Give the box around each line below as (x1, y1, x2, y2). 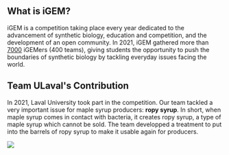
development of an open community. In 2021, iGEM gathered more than (7, 38, 209, 47)
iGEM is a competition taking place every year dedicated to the (7, 23, 185, 32)
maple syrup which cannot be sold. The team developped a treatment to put (7, 120, 222, 128)
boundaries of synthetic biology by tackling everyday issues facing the (7, 53, 207, 61)
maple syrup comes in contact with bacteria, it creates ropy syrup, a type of (7, 112, 221, 121)
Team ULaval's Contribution (7, 80, 129, 92)
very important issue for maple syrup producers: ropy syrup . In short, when (7, 106, 221, 114)
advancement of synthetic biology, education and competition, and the (7, 31, 207, 39)
